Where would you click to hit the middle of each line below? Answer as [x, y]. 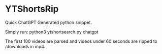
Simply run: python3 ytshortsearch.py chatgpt [52, 32]
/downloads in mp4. [25, 46]
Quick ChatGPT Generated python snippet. [49, 22]
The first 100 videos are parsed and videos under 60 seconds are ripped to [81, 41]
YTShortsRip [32, 9]
